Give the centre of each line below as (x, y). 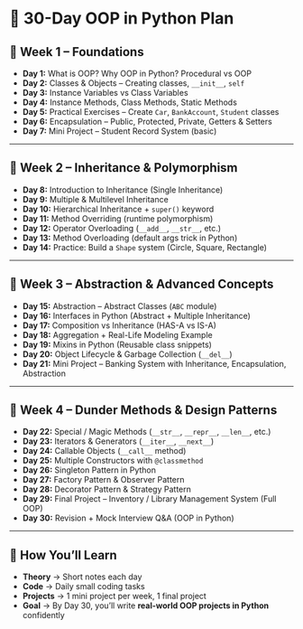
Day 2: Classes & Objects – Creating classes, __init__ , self (133, 83)
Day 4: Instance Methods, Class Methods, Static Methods (129, 102)
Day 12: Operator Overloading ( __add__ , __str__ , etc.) (122, 228)
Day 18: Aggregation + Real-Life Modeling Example (118, 334)
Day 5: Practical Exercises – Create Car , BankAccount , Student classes (151, 112)
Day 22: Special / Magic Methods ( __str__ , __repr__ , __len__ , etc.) (147, 432)
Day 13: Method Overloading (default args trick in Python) (130, 238)
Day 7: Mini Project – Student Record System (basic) (119, 131)
